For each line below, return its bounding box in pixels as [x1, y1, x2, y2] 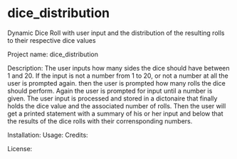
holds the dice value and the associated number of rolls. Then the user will [7, 101, 226, 110]
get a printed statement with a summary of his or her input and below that [7, 109, 223, 118]
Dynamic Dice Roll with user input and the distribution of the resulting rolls [7, 29, 225, 37]
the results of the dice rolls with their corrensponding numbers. [7, 116, 193, 125]
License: [7, 144, 33, 153]
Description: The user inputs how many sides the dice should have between [7, 63, 230, 72]
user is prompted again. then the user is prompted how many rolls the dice [7, 78, 226, 87]
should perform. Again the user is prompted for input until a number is [7, 86, 213, 95]
